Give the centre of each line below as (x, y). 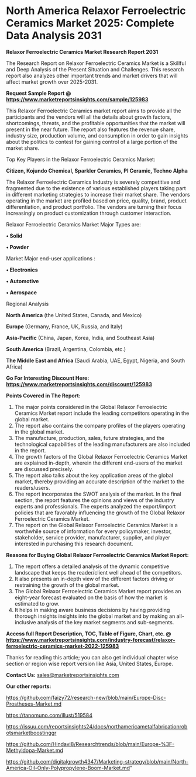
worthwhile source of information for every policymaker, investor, (93, 531)
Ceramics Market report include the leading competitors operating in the (102, 413)
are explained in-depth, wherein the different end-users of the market (98, 463)
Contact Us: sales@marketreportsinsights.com (63, 675)
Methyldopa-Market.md (35, 750)
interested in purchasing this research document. (74, 544)
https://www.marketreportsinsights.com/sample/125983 (77, 99)
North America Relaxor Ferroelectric (96, 11)
